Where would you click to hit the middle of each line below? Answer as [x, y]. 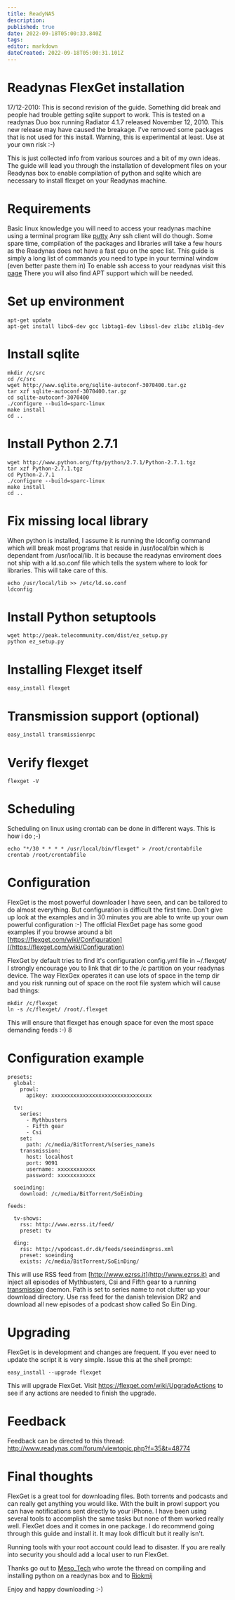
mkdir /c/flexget [33, 1004]
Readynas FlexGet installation [96, 88]
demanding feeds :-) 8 [40, 1030]
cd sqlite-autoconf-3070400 [48, 398]
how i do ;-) [24, 836]
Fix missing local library [78, 521]
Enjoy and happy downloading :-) [55, 1589]
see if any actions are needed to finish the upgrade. [82, 1393]
